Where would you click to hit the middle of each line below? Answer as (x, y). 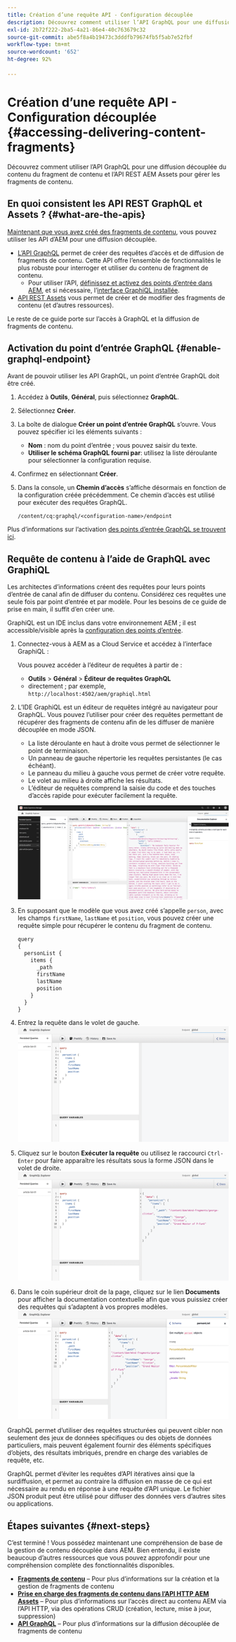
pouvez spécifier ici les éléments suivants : (80, 432)
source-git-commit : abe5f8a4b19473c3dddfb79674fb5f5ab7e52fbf (100, 37)
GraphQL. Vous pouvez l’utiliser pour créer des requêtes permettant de (120, 715)
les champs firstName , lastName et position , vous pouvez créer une (116, 918)
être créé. (21, 384)
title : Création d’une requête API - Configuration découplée (100, 15)
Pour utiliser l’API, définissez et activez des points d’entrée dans (120, 283)
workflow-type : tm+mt (39, 45)
